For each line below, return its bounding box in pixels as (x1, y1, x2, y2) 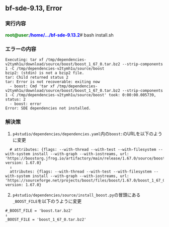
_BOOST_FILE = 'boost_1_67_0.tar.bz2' (5, 217, 87, 222)
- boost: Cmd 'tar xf (10, 83, 55, 89)
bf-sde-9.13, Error (5, 4, 62, 13)
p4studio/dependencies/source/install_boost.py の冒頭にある (12, 192, 141, 198)
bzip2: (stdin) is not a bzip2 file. (5, 70, 84, 75)
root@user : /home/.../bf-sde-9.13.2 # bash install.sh (5, 32, 114, 38)
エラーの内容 (5, 45, 37, 52)
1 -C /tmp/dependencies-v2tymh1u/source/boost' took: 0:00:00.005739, (5, 92, 156, 97)
